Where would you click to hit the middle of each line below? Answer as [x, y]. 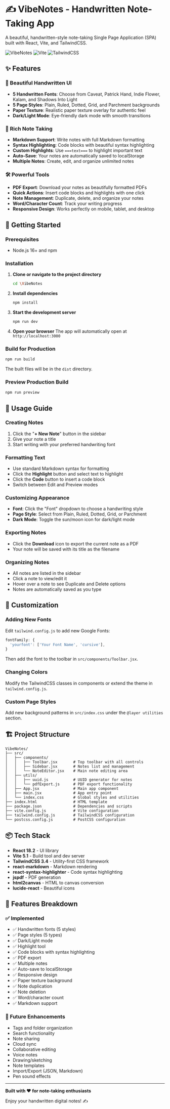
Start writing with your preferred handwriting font [64, 444]
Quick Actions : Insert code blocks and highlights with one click [79, 193]
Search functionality [33, 1033]
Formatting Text [25, 457]
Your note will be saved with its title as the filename [66, 549]
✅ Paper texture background [42, 980]
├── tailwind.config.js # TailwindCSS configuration [70, 815]
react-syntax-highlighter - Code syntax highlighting [68, 872]
